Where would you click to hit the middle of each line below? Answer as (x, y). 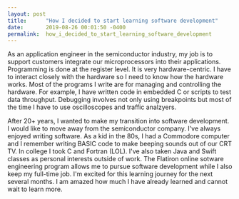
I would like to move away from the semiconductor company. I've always (114, 128)
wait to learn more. (35, 189)
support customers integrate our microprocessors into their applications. (114, 62)
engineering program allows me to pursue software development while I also (120, 167)
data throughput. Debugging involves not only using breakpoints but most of (119, 100)
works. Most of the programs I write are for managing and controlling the (115, 85)
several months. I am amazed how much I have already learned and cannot (118, 182)
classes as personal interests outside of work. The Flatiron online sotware (116, 159)
